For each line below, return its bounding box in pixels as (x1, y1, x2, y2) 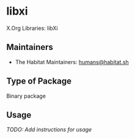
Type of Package (6, 76, 72, 87)
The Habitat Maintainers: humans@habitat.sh (15, 58, 130, 65)
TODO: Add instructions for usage (6, 126, 92, 134)
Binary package (6, 92, 46, 99)
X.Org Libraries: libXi (6, 24, 58, 32)
